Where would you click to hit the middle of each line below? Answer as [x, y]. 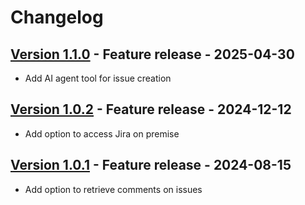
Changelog [57, 17]
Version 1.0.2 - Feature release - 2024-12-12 [151, 109]
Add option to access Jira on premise [102, 133]
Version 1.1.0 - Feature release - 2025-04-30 [152, 54]
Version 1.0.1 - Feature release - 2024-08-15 [151, 165]
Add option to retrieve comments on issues [113, 189]
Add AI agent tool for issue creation [98, 78]
